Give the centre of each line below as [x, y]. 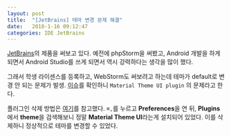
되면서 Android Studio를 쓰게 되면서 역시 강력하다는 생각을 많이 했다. [100, 62]
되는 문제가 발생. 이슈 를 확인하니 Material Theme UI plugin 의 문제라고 [119, 85]
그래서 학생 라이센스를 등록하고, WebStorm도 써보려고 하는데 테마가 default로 [112, 77]
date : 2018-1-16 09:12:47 [48, 26]
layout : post [26, 13]
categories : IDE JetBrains [46, 33]
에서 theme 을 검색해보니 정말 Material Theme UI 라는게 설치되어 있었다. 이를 [112, 117]
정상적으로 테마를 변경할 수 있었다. [72, 126]
